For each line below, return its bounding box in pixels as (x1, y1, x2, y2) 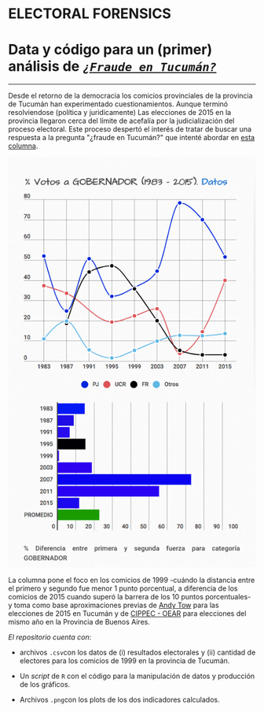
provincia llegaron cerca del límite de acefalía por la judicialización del (8, 116, 235, 126)
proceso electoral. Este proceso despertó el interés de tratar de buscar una (8, 124, 252, 134)
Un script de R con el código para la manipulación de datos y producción (19, 671, 255, 681)
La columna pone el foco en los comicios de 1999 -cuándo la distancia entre (8, 576, 255, 585)
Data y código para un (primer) (8, 41, 213, 59)
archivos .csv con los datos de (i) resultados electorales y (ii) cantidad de (19, 647, 256, 658)
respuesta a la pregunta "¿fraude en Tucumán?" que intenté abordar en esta (8, 133, 255, 143)
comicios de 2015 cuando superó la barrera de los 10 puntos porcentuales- (8, 592, 251, 602)
